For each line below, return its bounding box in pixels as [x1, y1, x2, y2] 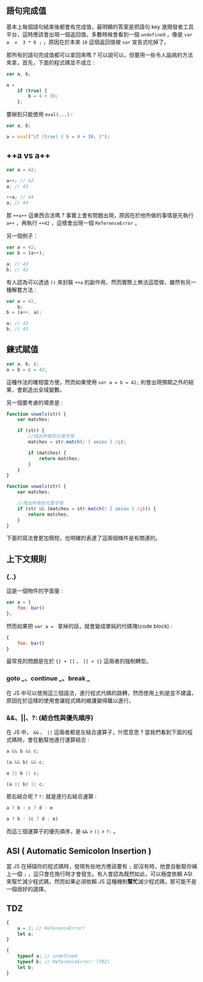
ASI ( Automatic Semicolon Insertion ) [6, 846, 152, 856]
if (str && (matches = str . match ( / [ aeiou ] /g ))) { [17, 505, 156, 512]
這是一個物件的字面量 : [6, 587, 63, 595]
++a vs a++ [6, 151, 50, 161]
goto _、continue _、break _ [6, 674, 90, 683]
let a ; [17, 931, 34, 937]
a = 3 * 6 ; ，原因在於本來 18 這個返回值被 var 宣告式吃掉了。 [6, 38, 170, 46]
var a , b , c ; [6, 361, 40, 367]
